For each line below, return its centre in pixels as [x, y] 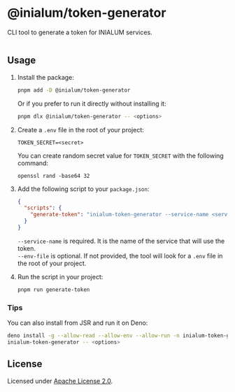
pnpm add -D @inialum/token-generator [74, 90]
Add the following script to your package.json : [83, 189]
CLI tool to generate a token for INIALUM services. [80, 32]
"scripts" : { [43, 208]
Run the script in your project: [60, 276]
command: [33, 163]
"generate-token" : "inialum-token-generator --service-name [120, 215]
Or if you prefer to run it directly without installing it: [92, 104]
